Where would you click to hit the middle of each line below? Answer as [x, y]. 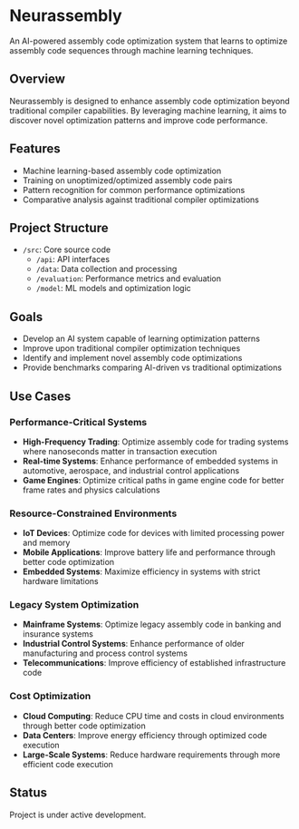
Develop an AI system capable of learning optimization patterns [141, 339]
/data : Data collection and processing [106, 269]
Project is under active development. [78, 814]
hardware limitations [60, 581]
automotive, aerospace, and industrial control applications [131, 470]
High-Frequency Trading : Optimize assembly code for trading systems [155, 442]
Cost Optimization [50, 697]
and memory [46, 543]
